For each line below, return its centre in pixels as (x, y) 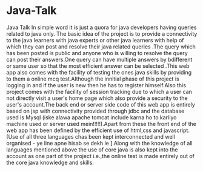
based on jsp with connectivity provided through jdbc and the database (95, 111)
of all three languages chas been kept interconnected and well (98, 136)
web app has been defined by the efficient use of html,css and (84, 130)
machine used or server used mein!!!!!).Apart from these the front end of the (101, 124)
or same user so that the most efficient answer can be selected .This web (98, 66)
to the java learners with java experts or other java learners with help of (95, 40)
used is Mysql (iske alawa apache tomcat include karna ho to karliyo (92, 117)
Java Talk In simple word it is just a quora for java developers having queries (101, 27)
